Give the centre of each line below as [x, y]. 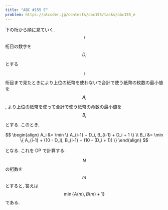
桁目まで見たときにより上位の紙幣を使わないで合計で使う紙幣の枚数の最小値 [84, 83]
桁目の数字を [18, 46]
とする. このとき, [23, 124]
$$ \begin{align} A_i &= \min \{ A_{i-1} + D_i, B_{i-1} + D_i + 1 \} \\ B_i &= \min [84, 134]
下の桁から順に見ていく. [30, 29]
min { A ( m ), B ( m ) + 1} [84, 194]
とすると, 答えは [22, 186]
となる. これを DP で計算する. [36, 150]
